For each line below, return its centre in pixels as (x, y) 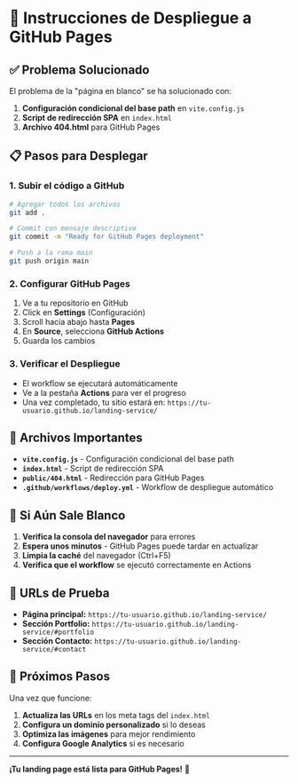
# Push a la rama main (51, 253)
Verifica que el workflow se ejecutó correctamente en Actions (137, 565)
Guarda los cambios (59, 341)
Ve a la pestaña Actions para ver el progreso (104, 392)
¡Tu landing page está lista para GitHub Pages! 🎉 (100, 769)
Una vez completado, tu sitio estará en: (94, 402)
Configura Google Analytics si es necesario (103, 743)
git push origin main (49, 261)
